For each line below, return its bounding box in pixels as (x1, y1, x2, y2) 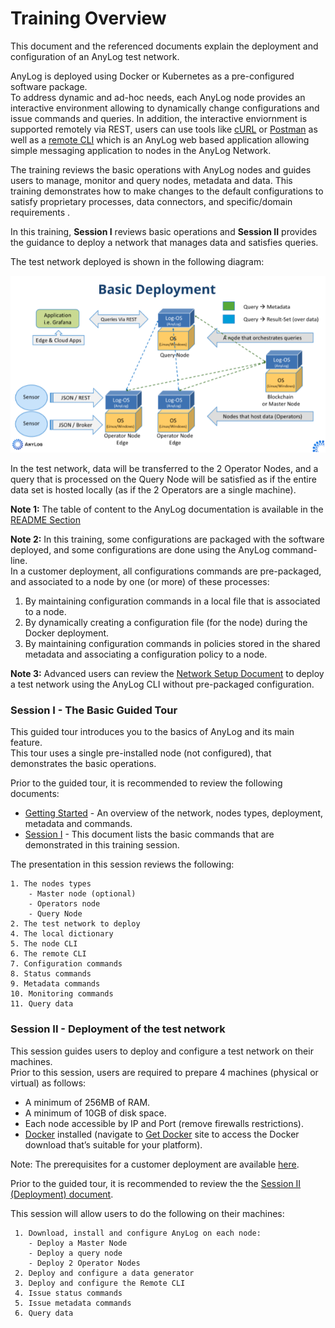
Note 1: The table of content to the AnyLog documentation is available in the (10, 503, 324, 515)
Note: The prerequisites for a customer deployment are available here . (10, 1158, 300, 1170)
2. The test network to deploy (10, 919, 141, 929)
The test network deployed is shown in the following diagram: (10, 255, 265, 267)
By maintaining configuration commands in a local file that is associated (24, 595, 321, 607)
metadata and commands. (24, 818, 133, 830)
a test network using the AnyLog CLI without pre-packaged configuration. (10, 678, 315, 690)
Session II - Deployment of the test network (10, 1022, 226, 1036)
